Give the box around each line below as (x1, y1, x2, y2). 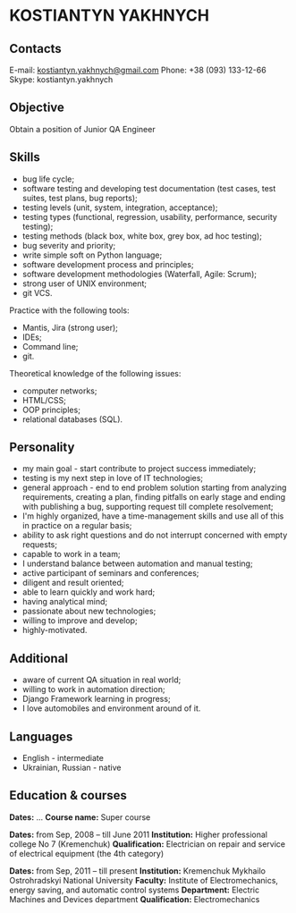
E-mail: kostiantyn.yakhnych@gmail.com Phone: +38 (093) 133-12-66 (9, 64, 266, 75)
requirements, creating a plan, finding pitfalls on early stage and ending (21, 492, 286, 503)
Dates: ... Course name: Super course (9, 811, 151, 823)
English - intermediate (21, 753, 105, 764)
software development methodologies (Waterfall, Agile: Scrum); (21, 268, 258, 279)
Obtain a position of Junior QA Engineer (9, 123, 156, 134)
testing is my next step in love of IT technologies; (21, 473, 204, 484)
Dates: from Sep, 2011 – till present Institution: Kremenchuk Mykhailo (9, 865, 266, 876)
